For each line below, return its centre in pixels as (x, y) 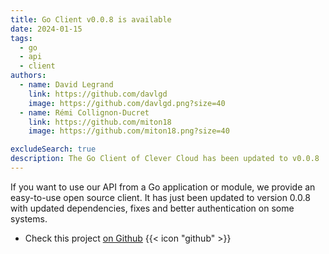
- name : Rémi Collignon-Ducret (84, 112)
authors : (28, 76)
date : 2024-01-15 (46, 29)
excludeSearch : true (53, 149)
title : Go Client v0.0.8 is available (91, 19)
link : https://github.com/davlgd (98, 94)
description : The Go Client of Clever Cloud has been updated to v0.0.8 (165, 159)
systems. (29, 218)
